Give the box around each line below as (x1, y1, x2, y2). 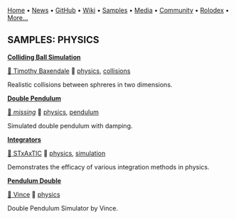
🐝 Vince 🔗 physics (7, 190, 60, 198)
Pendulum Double (7, 176, 62, 185)
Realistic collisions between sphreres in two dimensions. (7, 80, 173, 89)
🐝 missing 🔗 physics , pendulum (7, 108, 100, 116)
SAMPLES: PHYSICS (7, 34, 100, 46)
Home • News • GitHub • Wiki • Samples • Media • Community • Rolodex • (7, 6, 230, 14)
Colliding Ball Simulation (7, 52, 81, 61)
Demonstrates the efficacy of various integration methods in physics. (7, 162, 210, 171)
